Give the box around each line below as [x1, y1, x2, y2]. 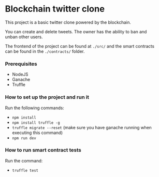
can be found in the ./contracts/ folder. [5, 48, 85, 54]
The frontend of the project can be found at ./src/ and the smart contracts [5, 43, 155, 49]
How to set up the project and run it [5, 94, 89, 101]
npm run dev [12, 135, 36, 141]
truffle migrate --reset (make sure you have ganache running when [12, 124, 152, 130]
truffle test [12, 168, 39, 173]
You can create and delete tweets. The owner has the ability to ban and [5, 29, 147, 34]
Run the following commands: [5, 105, 64, 111]
